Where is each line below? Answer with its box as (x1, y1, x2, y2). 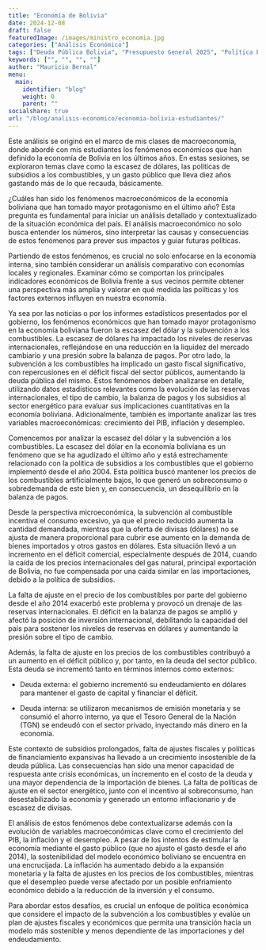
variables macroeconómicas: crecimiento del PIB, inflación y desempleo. (8, 417, 245, 427)
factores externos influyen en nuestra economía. (8, 293, 167, 302)
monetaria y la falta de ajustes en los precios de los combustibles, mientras (8, 868, 254, 878)
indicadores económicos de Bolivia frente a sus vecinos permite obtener (8, 276, 245, 286)
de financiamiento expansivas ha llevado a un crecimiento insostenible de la (8, 752, 256, 762)
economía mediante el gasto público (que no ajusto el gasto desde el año (8, 843, 247, 853)
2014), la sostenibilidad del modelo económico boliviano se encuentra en (8, 852, 247, 861)
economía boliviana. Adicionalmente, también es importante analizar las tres (8, 409, 257, 419)
